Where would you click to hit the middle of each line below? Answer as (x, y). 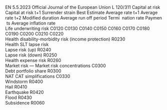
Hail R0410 (16, 87)
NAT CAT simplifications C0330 (38, 76)
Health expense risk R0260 (33, 60)
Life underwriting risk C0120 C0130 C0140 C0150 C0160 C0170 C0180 (77, 28)
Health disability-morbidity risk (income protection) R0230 (65, 39)
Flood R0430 (19, 97)
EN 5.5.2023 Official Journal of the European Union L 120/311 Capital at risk (83, 7)
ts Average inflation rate (31, 23)
